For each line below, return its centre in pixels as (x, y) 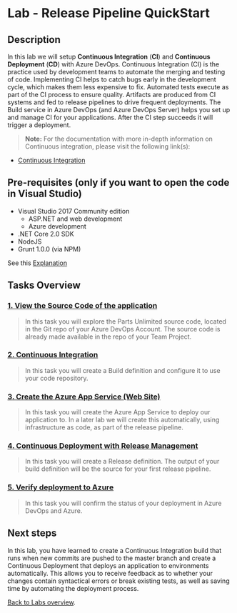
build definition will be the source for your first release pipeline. (118, 469)
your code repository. (56, 378)
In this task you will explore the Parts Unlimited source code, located (126, 321)
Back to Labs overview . (42, 602)
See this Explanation (37, 263)
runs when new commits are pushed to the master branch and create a (112, 558)
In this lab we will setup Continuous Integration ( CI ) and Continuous (109, 56)
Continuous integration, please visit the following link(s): (107, 146)
